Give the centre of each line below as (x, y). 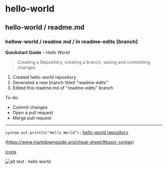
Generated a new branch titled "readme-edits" (60, 82)
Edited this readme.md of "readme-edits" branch (63, 88)
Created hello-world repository (44, 77)
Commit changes (30, 107)
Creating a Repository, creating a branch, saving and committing (84, 62)
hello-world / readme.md (45, 27)
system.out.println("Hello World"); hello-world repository (67, 132)
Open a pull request (33, 112)
